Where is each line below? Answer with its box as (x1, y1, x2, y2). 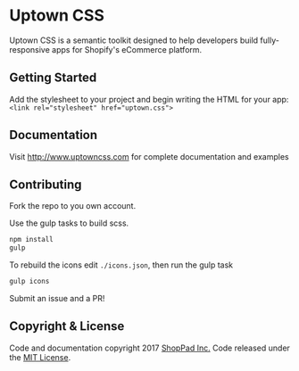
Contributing (9, 177, 82, 192)
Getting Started (9, 70, 97, 86)
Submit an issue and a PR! (9, 293, 105, 303)
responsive (9, 44, 51, 54)
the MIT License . (9, 351, 71, 362)
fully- (260, 35, 279, 45)
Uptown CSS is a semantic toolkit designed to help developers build (9, 35, 259, 45)
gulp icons (9, 277, 50, 286)
